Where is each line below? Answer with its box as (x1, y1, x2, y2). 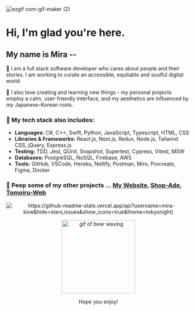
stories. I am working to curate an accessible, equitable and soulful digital (6, 71, 184, 78)
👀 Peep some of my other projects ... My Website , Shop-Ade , (6, 181, 182, 190)
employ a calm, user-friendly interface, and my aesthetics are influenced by (6, 95, 189, 102)
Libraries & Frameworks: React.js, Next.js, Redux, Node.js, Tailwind (14, 136, 179, 143)
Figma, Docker (14, 167, 50, 174)
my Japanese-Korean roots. (6, 102, 74, 108)
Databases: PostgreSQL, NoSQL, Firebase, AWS (14, 154, 132, 161)
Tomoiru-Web (6, 188, 46, 197)
